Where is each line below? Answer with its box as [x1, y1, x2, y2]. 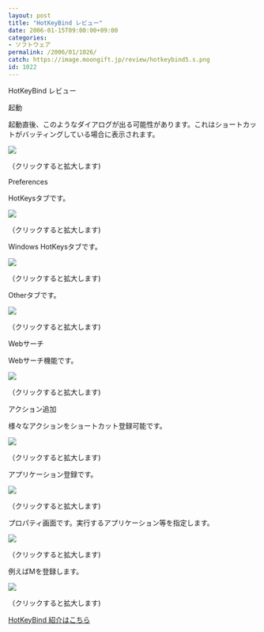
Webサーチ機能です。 [8, 356, 78, 365]
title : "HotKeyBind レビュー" [8, 19, 103, 27]
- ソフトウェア [8, 41, 51, 49]
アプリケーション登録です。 [8, 469, 98, 479]
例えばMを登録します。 [8, 566, 84, 576]
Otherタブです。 [8, 290, 61, 299]
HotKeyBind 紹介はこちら [8, 615, 91, 624]
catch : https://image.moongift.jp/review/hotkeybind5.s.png [8, 56, 211, 64]
